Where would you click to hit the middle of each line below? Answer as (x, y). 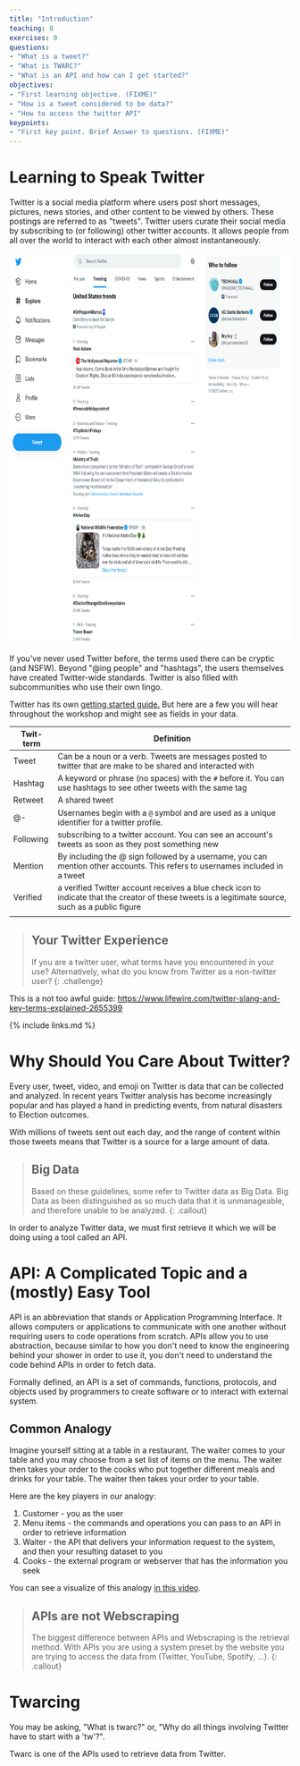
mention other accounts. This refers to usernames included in (171, 866)
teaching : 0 (31, 28)
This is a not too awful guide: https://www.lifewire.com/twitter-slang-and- (145, 998)
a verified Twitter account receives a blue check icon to (159, 888)
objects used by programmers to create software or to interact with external (149, 1391)
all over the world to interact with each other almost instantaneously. (135, 241)
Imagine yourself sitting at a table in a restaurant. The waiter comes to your (147, 1450)
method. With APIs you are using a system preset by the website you (158, 1647)
